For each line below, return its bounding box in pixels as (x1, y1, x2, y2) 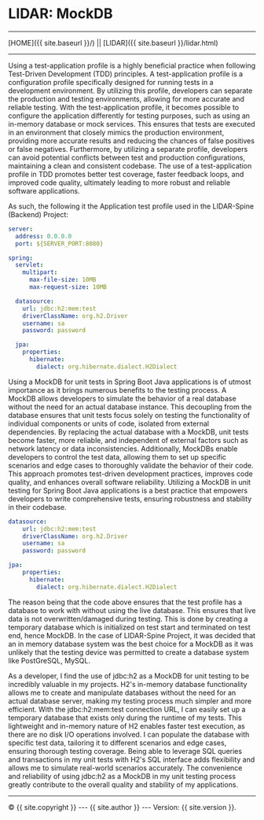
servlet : (15, 261, 44, 269)
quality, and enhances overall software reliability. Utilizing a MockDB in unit (8, 477, 251, 486)
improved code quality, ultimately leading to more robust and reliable (8, 178, 230, 187)
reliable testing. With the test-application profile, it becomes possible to (8, 102, 240, 112)
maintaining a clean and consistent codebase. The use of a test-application (8, 161, 252, 170)
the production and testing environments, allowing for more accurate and (8, 94, 245, 103)
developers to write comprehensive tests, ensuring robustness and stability (8, 493, 252, 504)
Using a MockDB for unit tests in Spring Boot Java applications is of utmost (8, 377, 251, 386)
